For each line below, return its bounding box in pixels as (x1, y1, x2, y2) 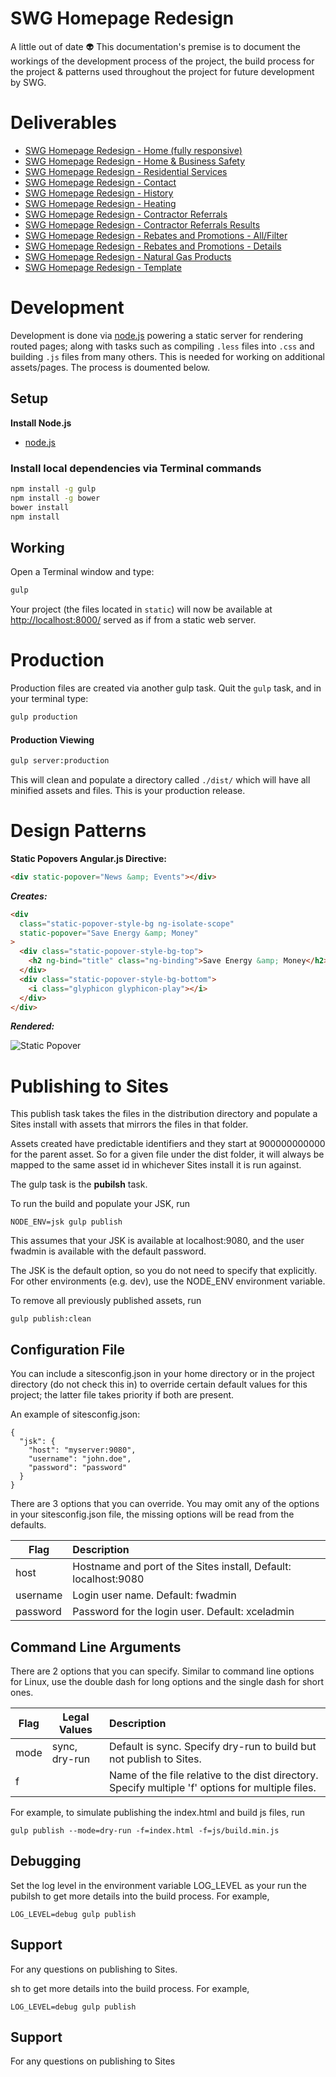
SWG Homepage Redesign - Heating (24, 197, 177, 209)
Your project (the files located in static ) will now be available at (10, 603, 273, 616)
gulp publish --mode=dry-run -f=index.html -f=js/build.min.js (10, 1826, 280, 1836)
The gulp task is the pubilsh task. (10, 1178, 148, 1191)
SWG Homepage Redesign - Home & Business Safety (24, 155, 246, 167)
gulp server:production (10, 756, 110, 766)
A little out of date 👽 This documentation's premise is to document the (10, 40, 301, 52)
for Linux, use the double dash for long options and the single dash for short (10, 1676, 325, 1687)
